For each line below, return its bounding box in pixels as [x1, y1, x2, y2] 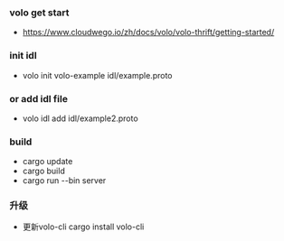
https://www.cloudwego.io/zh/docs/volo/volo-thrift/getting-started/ [22, 27, 275, 38]
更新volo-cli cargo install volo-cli [22, 221, 145, 232]
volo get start [9, 6, 70, 19]
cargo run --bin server [22, 175, 107, 186]
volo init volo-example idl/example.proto [22, 70, 173, 80]
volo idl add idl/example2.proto [22, 113, 138, 124]
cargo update [22, 156, 73, 167]
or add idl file [9, 92, 68, 105]
